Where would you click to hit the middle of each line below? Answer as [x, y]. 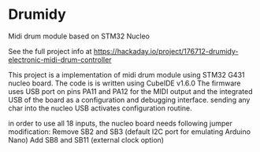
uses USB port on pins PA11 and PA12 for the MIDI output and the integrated [131, 91]
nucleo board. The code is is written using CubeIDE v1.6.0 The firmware [125, 83]
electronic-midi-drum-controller [60, 60]
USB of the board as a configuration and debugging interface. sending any [129, 100]
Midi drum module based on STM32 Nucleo [79, 36]
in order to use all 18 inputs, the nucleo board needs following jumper [120, 123]
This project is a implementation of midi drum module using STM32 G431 [126, 74]
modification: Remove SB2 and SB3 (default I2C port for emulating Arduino [129, 132]
